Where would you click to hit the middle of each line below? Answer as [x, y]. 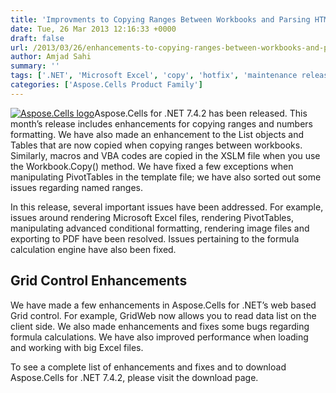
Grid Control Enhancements [99, 281]
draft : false [37, 38]
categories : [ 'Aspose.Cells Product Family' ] [106, 85]
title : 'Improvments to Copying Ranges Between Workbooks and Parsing [160, 19]
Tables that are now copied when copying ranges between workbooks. [156, 145]
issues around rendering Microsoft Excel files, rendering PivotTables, [152, 217]
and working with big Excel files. [77, 347]
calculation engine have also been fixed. [93, 249]
